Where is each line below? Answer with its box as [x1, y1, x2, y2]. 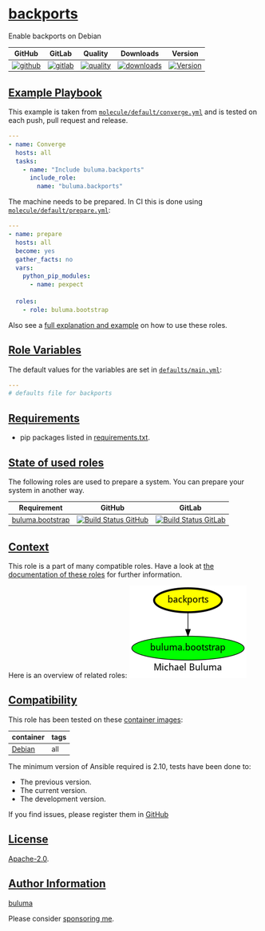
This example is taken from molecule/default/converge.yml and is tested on [8, 107, 258, 116]
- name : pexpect [29, 281, 84, 289]
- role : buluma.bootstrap [22, 306, 109, 314]
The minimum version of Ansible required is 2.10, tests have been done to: [8, 762, 251, 771]
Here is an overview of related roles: [8, 671, 128, 680]
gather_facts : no [15, 255, 73, 263]
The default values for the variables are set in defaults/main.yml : [8, 365, 222, 374]
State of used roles [8, 456, 105, 469]
